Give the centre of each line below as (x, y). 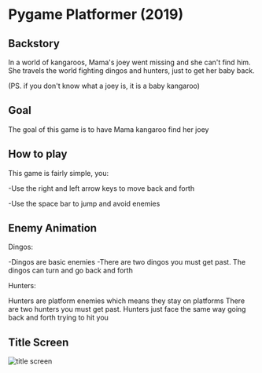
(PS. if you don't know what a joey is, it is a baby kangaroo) (104, 86)
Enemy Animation (52, 228)
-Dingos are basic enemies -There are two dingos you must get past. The (127, 262)
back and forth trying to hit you (58, 318)
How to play (38, 154)
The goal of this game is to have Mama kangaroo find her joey (109, 129)
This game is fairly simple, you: (58, 173)
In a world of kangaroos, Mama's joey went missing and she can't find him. (129, 62)
